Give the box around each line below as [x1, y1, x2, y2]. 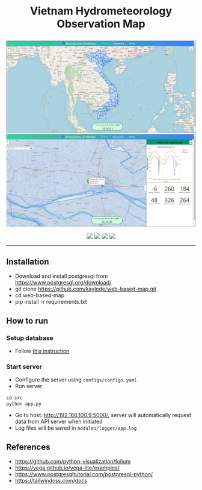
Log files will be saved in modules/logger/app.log [14, 424, 137, 432]
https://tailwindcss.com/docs [14, 477, 88, 484]
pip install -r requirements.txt [14, 298, 87, 306]
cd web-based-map [14, 292, 65, 299]
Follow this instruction [14, 347, 70, 354]
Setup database [6, 333, 54, 342]
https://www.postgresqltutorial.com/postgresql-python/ [14, 471, 153, 477]
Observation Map [57, 17, 145, 31]
